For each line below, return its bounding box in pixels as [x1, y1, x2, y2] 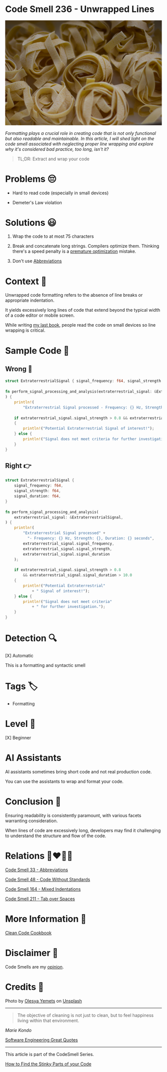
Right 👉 [5, 462, 32, 470]
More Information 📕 [5, 913, 87, 925]
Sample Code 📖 [5, 345, 70, 356]
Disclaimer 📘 [5, 947, 59, 959]
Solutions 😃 [5, 217, 57, 228]
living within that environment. [17, 1018, 80, 1024]
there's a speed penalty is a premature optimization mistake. [12, 248, 137, 254]
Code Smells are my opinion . [5, 964, 64, 970]
